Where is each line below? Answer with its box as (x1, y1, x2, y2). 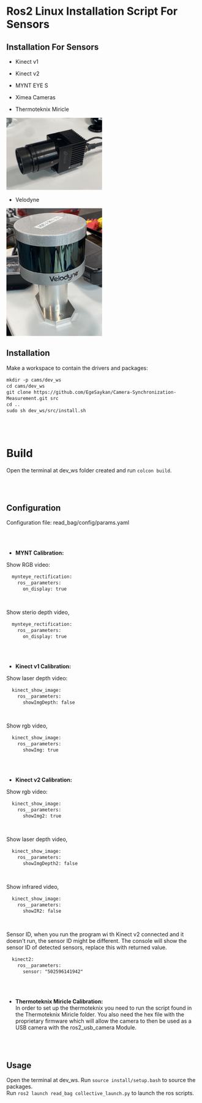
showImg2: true (22, 813, 62, 820)
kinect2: (12, 956, 34, 963)
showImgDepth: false (22, 699, 75, 706)
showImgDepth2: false (22, 861, 78, 867)
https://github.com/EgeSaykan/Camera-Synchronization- (33, 389, 176, 395)
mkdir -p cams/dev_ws (6, 377, 62, 383)
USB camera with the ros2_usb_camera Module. (15, 1024, 137, 1031)
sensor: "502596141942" (22, 969, 84, 975)
